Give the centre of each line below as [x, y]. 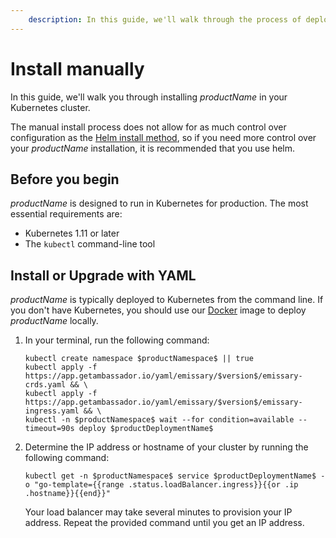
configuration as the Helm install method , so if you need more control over [163, 137]
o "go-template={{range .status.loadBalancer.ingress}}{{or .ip [161, 485]
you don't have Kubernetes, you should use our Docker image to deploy [158, 310]
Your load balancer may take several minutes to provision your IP [158, 512]
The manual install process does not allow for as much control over [148, 127]
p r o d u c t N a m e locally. [54, 321]
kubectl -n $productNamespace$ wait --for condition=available [159, 420]
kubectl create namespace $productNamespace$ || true [139, 359]
